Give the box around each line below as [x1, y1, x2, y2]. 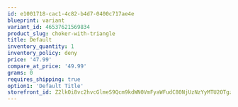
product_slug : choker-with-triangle [7, 30, 115, 37]
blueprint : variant [7, 17, 65, 24]
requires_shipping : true [7, 75, 81, 83]
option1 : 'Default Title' [7, 82, 84, 89]
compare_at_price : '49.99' [7, 63, 87, 70]
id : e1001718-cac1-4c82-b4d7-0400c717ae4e [7, 10, 135, 18]
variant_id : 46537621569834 [7, 23, 91, 30]
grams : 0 [7, 69, 33, 76]
